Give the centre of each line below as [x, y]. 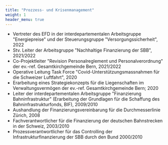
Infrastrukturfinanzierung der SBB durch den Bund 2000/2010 [77, 137]
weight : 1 [16, 15]
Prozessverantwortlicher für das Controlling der [63, 132]
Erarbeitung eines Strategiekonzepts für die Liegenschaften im [78, 83]
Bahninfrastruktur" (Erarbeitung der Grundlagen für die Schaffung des [86, 99]
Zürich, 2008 [26, 115]
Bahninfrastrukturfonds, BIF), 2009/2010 [55, 105]
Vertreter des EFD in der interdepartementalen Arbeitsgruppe [77, 34]
